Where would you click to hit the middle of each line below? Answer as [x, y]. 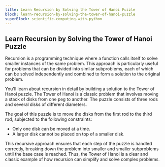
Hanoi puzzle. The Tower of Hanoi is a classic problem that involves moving [82, 94]
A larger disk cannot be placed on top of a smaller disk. [68, 134]
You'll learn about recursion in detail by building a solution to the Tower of [80, 89]
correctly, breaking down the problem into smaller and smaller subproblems [82, 149]
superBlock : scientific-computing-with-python [54, 19]
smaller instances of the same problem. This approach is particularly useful [82, 64]
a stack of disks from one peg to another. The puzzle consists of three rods [82, 100]
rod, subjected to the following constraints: [49, 119]
